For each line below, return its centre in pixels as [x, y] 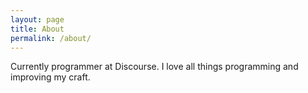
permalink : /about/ [51, 38]
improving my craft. [50, 77]
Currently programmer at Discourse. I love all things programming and [154, 67]
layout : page [37, 19]
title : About [37, 29]
